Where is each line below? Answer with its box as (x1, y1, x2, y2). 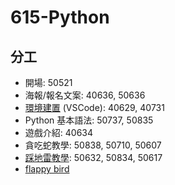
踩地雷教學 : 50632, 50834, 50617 (24, 152, 163, 163)
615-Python (10, 6, 110, 29)
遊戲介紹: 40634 (24, 127, 94, 138)
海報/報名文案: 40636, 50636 (24, 89, 146, 101)
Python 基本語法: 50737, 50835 (24, 114, 154, 126)
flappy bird (24, 163, 70, 175)
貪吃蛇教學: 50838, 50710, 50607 (24, 139, 162, 151)
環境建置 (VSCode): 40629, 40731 (24, 102, 165, 113)
